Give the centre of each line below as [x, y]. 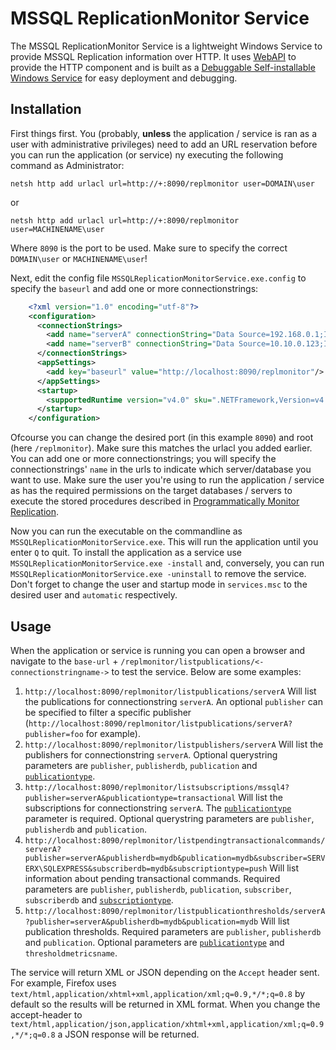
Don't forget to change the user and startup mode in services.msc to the [159, 584]
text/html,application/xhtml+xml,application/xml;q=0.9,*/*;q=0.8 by [158, 993]
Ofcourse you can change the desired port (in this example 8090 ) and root [162, 438]
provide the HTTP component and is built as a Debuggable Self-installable [163, 67]
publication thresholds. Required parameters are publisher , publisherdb [173, 931]
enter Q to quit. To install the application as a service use [126, 553]
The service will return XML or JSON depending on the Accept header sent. [165, 972]
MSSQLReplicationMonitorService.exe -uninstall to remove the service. [158, 574]
